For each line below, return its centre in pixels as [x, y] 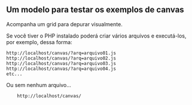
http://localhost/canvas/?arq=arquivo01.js [61, 53]
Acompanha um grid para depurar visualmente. [64, 24]
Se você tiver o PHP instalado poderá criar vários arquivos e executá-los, [96, 36]
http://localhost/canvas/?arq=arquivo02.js [61, 58]
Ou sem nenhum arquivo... [39, 85]
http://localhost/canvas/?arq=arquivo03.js [61, 63]
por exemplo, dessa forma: [39, 42]
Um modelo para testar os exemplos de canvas [95, 10]
